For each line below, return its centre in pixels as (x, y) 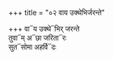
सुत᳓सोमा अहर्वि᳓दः (32, 47)
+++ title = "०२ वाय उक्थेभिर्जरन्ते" (56, 13)
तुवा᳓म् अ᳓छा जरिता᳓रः (38, 38)
